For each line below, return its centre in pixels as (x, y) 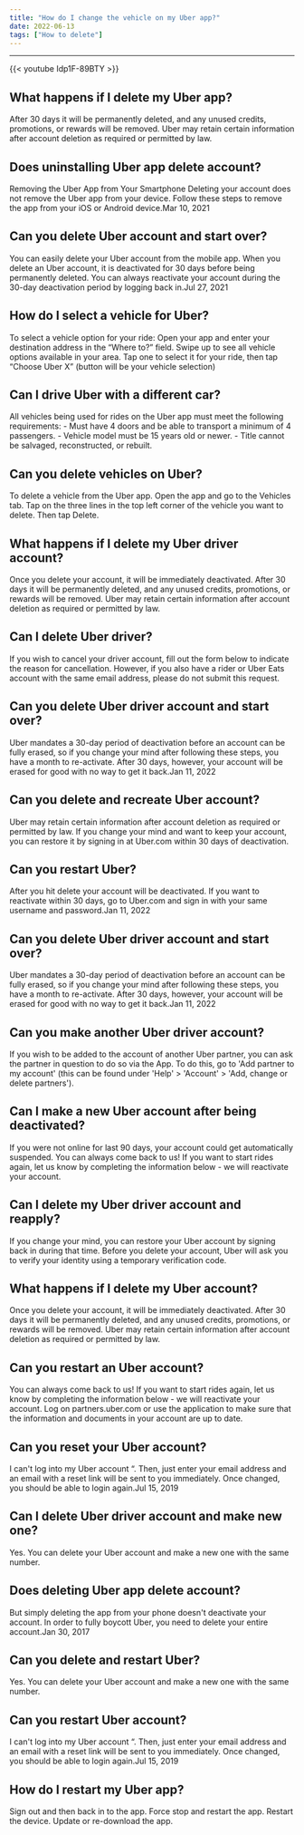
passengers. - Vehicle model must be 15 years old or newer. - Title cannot (147, 436)
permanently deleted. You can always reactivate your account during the (145, 277)
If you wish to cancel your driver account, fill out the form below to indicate (149, 659)
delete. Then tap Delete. (54, 515)
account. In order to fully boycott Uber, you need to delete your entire (139, 1622)
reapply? (35, 1219)
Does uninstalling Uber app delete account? (135, 167)
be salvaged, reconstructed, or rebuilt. (81, 446)
